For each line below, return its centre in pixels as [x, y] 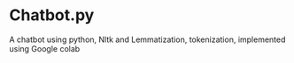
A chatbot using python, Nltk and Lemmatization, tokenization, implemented [147, 39]
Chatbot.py [52, 15]
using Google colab [45, 48]
